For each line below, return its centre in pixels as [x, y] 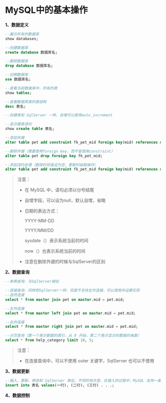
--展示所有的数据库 [22, 34]
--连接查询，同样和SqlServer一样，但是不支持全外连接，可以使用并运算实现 [72, 291]
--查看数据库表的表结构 [26, 102]
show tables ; [19, 93]
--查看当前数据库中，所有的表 [31, 88]
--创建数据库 [17, 47]
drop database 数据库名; [29, 66]
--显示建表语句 [19, 124]
